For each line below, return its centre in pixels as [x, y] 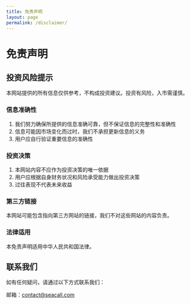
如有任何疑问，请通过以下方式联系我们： [55, 282]
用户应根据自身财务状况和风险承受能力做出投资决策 [77, 177]
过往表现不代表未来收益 [43, 184]
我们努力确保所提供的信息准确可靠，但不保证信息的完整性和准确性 [95, 124]
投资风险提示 [30, 77]
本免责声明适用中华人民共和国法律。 [50, 246]
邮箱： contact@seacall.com [41, 295]
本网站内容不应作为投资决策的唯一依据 [61, 169]
